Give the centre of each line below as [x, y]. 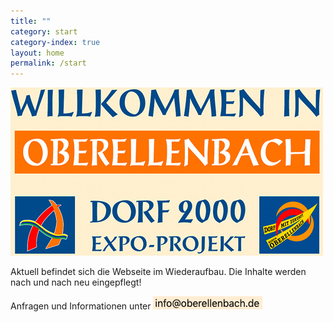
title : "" [31, 21]
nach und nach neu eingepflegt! [76, 282]
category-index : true [55, 42]
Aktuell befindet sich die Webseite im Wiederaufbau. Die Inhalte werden [158, 272]
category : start [44, 31]
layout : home [37, 53]
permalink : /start [48, 63]
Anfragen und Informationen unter [81, 306]
